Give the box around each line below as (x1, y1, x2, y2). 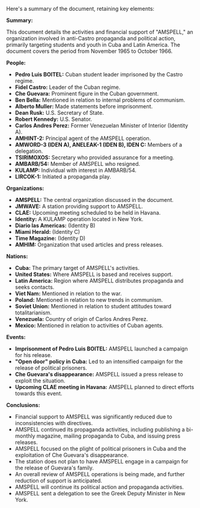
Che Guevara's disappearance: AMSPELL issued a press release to (14, 371, 183, 378)
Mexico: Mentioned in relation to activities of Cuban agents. (14, 322, 164, 329)
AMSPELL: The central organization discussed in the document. (14, 197, 174, 203)
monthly (14, 432, 35, 439)
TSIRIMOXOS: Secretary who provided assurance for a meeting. (14, 154, 175, 161)
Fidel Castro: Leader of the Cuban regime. (14, 84, 121, 91)
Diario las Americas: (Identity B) (14, 222, 96, 229)
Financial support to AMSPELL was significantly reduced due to (14, 413, 172, 420)
